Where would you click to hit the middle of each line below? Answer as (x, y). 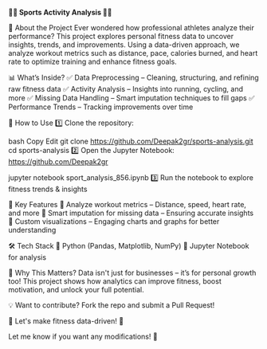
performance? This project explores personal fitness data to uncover (121, 36)
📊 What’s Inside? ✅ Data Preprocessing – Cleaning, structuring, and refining (133, 77)
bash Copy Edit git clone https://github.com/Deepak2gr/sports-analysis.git (131, 141)
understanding (32, 230)
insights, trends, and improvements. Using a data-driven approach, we (124, 45)
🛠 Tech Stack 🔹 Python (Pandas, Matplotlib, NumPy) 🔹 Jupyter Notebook (129, 246)
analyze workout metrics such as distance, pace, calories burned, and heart (133, 53)
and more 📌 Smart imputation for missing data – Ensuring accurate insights (131, 213)
